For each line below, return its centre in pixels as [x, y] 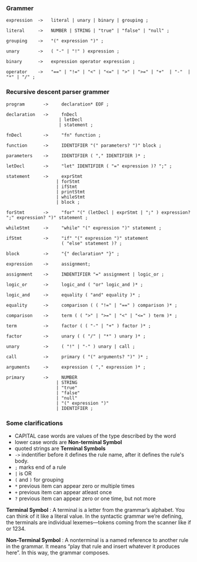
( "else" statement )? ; [92, 243]
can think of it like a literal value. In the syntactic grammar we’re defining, [95, 516]
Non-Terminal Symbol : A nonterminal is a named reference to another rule [97, 540]
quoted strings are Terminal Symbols [60, 448]
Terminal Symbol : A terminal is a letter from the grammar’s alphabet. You [96, 510]
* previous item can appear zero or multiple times [75, 486]
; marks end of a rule [40, 467]
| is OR [23, 473]
